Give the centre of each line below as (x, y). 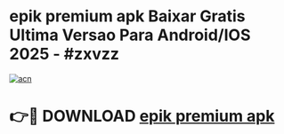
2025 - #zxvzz (65, 54)
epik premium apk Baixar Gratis (128, 16)
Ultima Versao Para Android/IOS (130, 35)
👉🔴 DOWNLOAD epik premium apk (142, 116)
